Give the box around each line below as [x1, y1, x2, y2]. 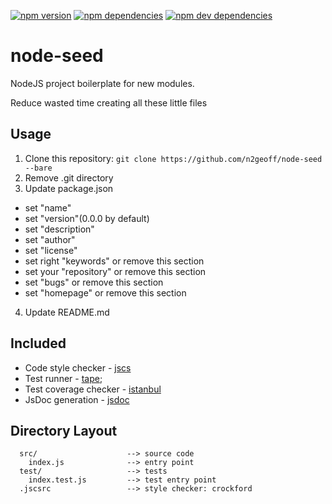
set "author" [24, 233, 76, 245]
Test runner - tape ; [24, 372, 103, 384]
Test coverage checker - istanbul [24, 383, 162, 395]
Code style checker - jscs [24, 361, 132, 374]
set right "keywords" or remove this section [24, 255, 205, 267]
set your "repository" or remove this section [24, 265, 207, 277]
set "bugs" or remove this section [24, 276, 164, 288]
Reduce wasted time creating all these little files [10, 96, 208, 109]
